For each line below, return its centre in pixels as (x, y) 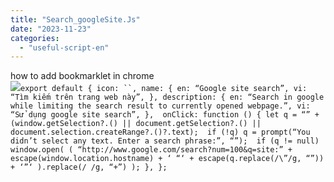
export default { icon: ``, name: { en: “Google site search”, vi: (164, 89)
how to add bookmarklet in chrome (82, 76)
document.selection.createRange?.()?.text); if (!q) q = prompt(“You (160, 132)
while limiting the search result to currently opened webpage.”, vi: (160, 106)
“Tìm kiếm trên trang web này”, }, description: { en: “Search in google (167, 97)
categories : (35, 38)
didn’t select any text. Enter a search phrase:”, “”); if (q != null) (165, 141)
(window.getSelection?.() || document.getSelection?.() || (136, 124)
